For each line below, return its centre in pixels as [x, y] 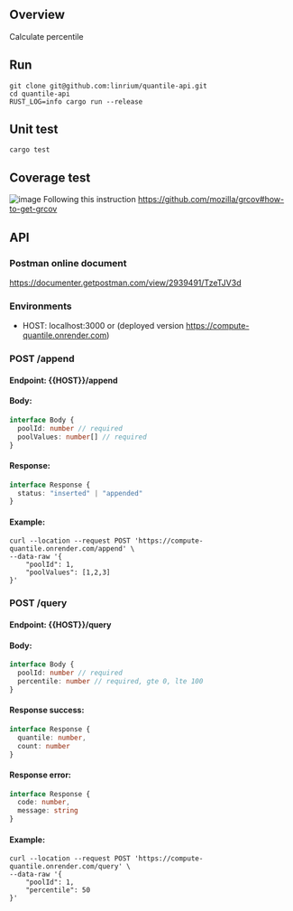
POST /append [42, 358]
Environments [41, 306]
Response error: [41, 775]
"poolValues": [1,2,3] [68, 572]
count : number [44, 746]
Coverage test [50, 177]
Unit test [34, 130]
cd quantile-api [40, 94]
